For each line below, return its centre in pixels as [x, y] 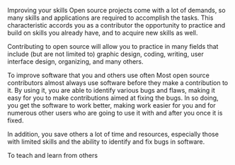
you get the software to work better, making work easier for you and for [111, 105]
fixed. [16, 120]
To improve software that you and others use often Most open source [109, 75]
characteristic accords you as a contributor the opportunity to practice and [116, 25]
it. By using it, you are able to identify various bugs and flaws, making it [111, 90]
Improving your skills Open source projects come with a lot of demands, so [116, 10]
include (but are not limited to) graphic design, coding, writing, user [105, 54]
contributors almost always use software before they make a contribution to [118, 83]
